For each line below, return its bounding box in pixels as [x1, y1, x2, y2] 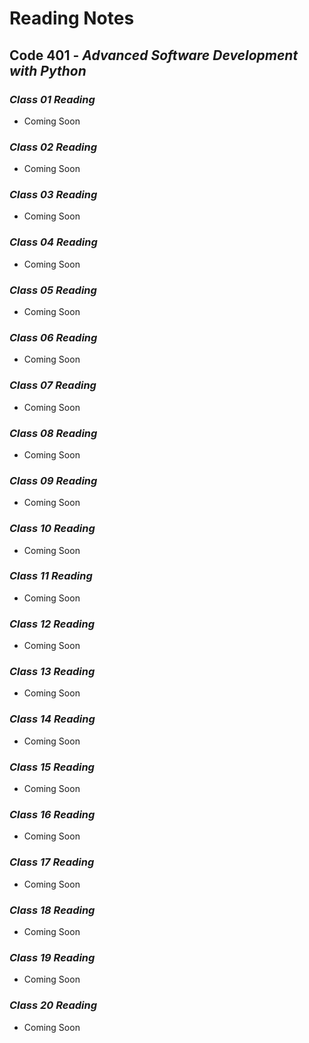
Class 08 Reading [9, 426, 98, 440]
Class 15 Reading [9, 760, 95, 774]
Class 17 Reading [9, 855, 95, 869]
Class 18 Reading [9, 903, 96, 917]
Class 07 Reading [9, 378, 97, 392]
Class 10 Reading [9, 522, 96, 536]
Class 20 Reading [9, 998, 98, 1012]
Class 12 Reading [9, 617, 96, 631]
